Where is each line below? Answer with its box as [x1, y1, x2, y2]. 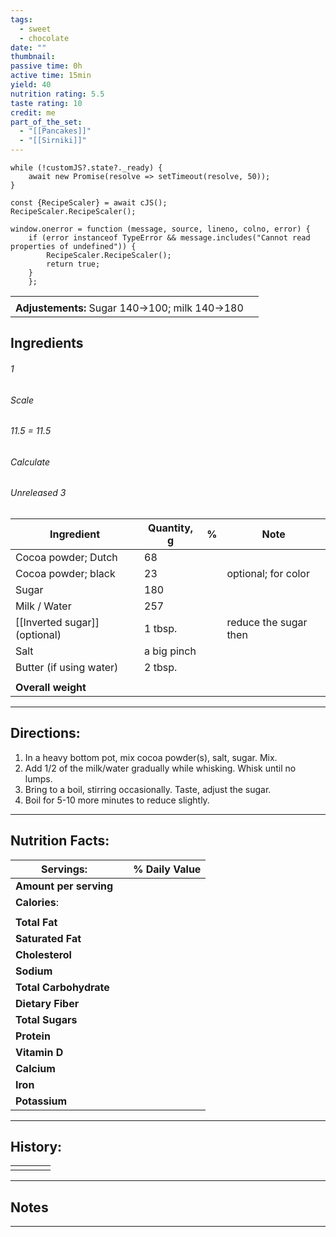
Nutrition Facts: [10, 832, 110, 850]
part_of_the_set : [10, 117, 83, 127]
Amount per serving [15, 879, 114, 893]
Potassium [15, 1094, 68, 1108]
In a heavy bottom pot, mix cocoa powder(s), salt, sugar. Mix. [24, 751, 278, 763]
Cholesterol [15, 947, 72, 961]
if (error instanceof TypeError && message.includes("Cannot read [28, 233, 311, 243]
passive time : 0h [10, 61, 83, 71]
